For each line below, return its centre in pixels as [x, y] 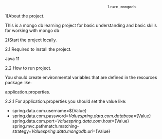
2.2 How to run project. [28, 68]
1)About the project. [25, 16]
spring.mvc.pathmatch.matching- [45, 126]
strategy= [22, 131]
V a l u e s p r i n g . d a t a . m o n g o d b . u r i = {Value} [71, 131]
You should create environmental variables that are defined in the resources [81, 77]
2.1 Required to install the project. [38, 49]
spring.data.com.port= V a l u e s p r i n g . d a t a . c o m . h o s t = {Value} [71, 121]
